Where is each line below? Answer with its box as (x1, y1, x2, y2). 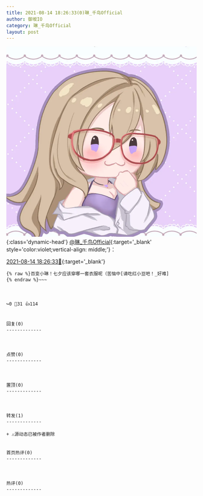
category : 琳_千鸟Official (6, 22, 71, 28)
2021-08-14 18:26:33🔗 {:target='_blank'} (6, 258, 106, 265)
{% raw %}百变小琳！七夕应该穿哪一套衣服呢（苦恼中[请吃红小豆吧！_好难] (6, 271, 169, 277)
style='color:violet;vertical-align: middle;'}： (6, 246, 116, 253)
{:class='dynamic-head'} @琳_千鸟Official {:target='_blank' (6, 239, 152, 246)
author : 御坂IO (6, 16, 43, 22)
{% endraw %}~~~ (6, 277, 47, 283)
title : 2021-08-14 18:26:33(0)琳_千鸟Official (6, 10, 123, 16)
